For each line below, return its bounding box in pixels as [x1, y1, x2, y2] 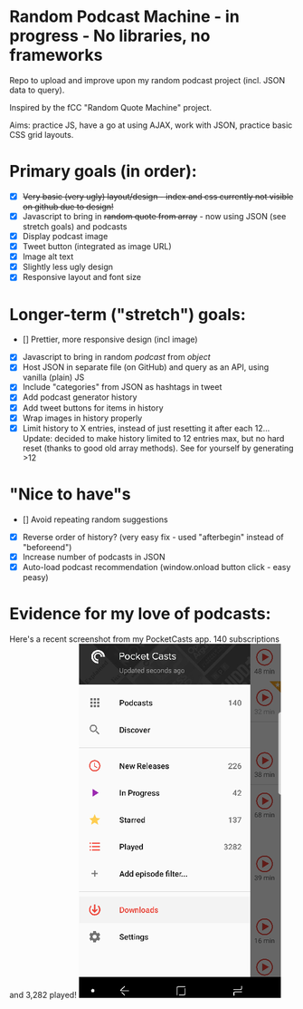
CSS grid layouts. [9, 129, 74, 140]
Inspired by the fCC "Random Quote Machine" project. [9, 102, 213, 112]
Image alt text [22, 251, 74, 262]
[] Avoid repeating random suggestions [22, 514, 169, 525]
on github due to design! [22, 201, 115, 212]
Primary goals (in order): [9, 161, 197, 182]
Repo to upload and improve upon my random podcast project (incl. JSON [9, 74, 286, 85]
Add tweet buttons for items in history [22, 402, 165, 413]
